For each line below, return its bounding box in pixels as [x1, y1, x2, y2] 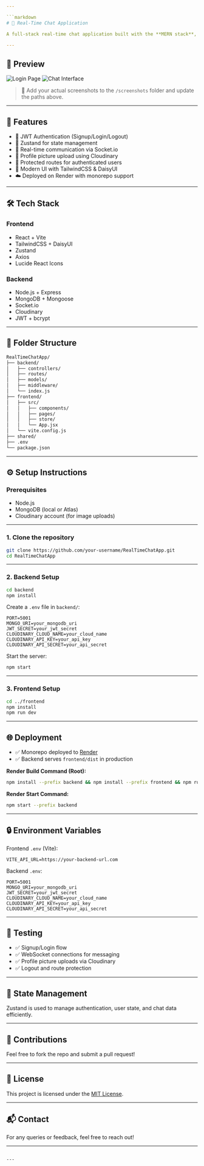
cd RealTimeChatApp [6, 553, 56, 559]
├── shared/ [6, 433, 36, 439]
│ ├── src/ [6, 399, 39, 405]
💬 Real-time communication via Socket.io [15, 146, 118, 153]
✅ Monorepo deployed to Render [15, 748, 98, 756]
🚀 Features [6, 116, 48, 127]
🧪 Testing [6, 928, 43, 939]
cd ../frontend [6, 699, 45, 705]
